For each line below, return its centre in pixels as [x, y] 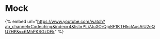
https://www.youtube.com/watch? [71, 21]
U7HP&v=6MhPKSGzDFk [30, 31]
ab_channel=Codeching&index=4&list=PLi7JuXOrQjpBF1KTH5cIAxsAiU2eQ [80, 26]
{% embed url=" [21, 21]
